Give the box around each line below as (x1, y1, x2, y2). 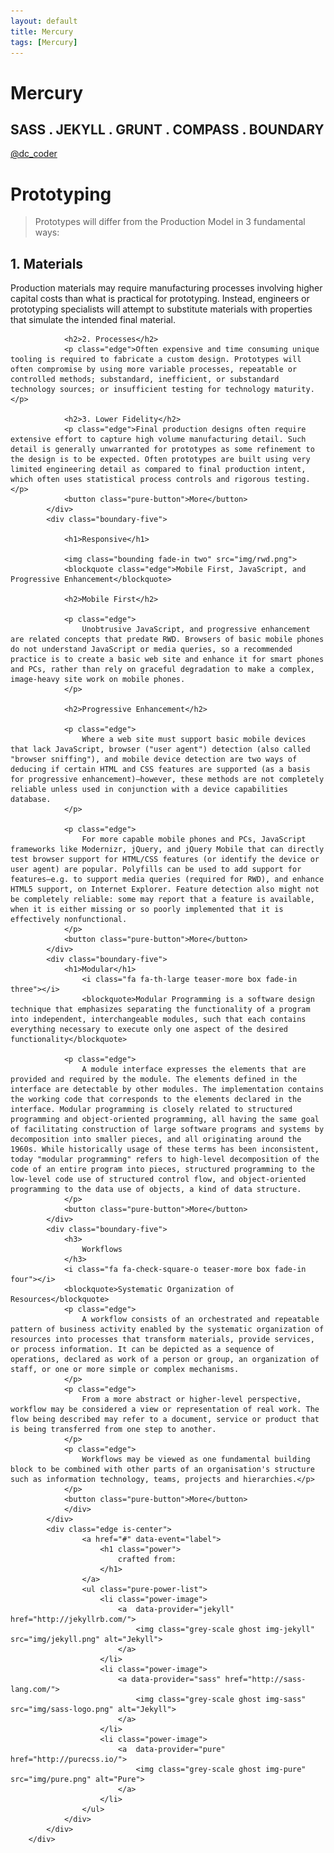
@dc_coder (10, 148, 58, 160)
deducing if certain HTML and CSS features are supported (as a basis (10, 765, 311, 775)
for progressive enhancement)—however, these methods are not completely (10, 775, 325, 785)
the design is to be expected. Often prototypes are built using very (10, 455, 311, 465)
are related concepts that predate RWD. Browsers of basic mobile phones (10, 635, 325, 645)
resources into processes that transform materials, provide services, (10, 1335, 315, 1345)
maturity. (274, 385, 315, 395)
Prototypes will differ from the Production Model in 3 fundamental (34, 216, 306, 228)
